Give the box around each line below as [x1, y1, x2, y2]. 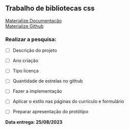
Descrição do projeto [12, 47, 57, 54]
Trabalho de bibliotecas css [5, 4, 95, 13]
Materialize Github [5, 23, 44, 29]
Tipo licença [12, 68, 39, 74]
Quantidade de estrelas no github [12, 78, 83, 84]
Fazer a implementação [12, 88, 62, 94]
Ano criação [12, 58, 39, 64]
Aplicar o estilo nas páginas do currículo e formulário [12, 98, 124, 105]
